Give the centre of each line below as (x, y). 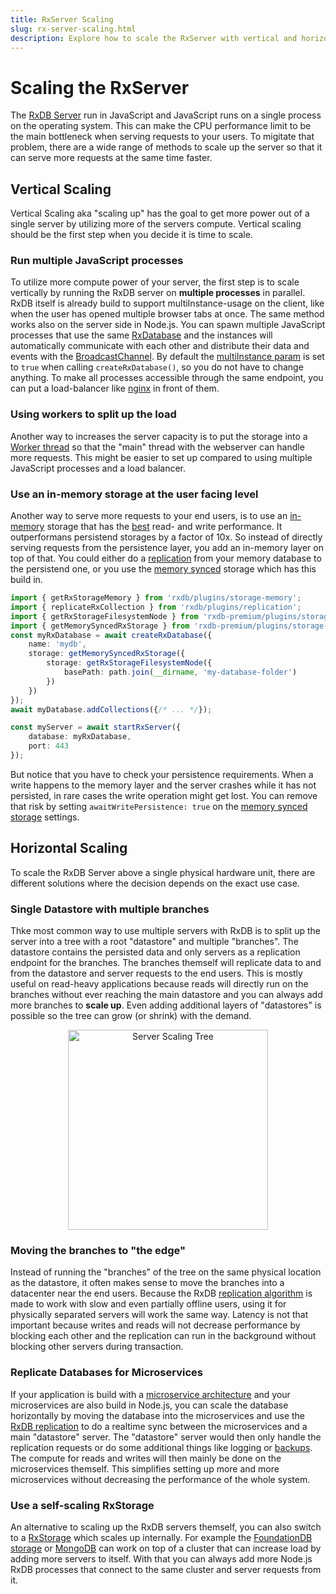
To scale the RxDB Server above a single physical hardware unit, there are (163, 872)
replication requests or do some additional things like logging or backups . (161, 1447)
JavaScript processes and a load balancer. (98, 468)
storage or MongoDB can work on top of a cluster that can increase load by (166, 1548)
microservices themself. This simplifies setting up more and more (145, 1468)
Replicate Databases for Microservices (106, 1373)
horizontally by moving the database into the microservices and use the (158, 1415)
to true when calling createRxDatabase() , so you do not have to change (157, 367)
